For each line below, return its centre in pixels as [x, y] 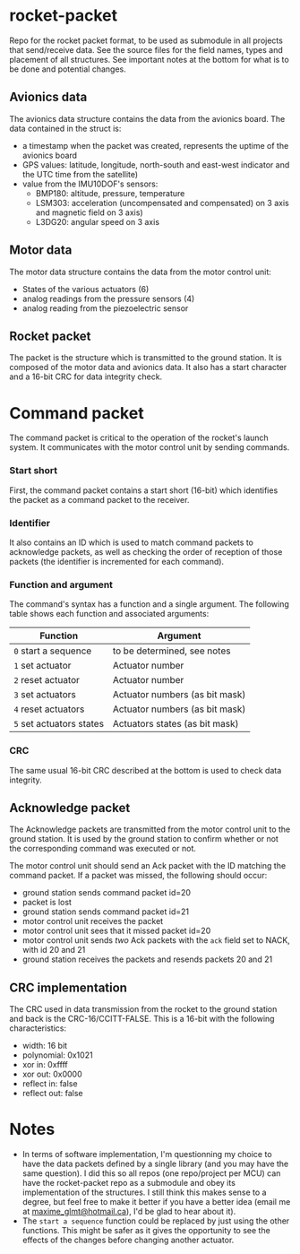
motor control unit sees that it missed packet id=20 [116, 931]
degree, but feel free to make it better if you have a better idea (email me [156, 1202]
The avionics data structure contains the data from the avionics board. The [147, 118]
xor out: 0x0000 [52, 1074]
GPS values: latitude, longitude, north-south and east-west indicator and [156, 164]
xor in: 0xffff [45, 1065]
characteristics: [38, 1028]
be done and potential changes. [68, 69]
